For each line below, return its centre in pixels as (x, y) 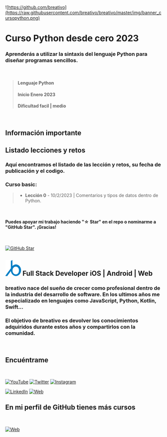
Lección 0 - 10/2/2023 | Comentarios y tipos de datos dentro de (92, 195)
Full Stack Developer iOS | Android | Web (88, 273)
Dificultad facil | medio (42, 106)
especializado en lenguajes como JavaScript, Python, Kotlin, (81, 300)
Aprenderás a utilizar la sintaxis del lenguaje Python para (76, 54)
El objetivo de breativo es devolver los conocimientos (72, 321)
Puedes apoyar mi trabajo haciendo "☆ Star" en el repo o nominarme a (81, 222)
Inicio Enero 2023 (36, 94)
